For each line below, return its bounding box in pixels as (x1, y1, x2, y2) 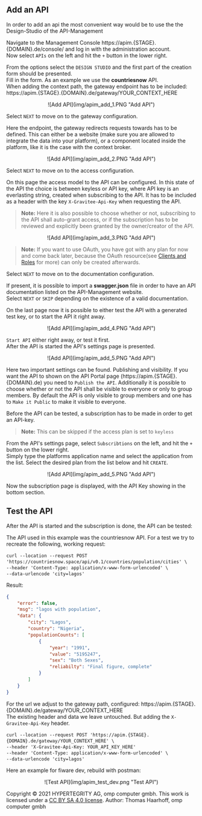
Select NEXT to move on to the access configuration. (6, 167, 134, 174)
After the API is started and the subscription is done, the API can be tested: (6, 522, 193, 529)
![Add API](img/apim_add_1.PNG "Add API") (48, 101, 155, 108)
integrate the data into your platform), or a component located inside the (6, 137, 186, 144)
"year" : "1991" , (49, 645, 90, 651)
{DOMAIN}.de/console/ (6, 45, 65, 53)
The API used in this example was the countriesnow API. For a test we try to (6, 534, 195, 541)
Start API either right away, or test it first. (6, 336, 110, 343)
